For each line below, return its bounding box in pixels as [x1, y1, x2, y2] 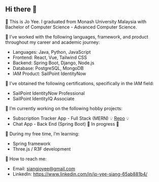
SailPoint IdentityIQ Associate [12, 95, 75, 101]
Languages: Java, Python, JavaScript [12, 49, 91, 55]
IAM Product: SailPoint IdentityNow [12, 70, 86, 77]
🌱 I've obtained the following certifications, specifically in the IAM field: [5, 80, 154, 86]
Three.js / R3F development [12, 145, 71, 152]
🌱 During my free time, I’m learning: [5, 130, 80, 137]
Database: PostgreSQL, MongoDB [12, 65, 84, 71]
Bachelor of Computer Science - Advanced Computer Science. [5, 24, 137, 30]
